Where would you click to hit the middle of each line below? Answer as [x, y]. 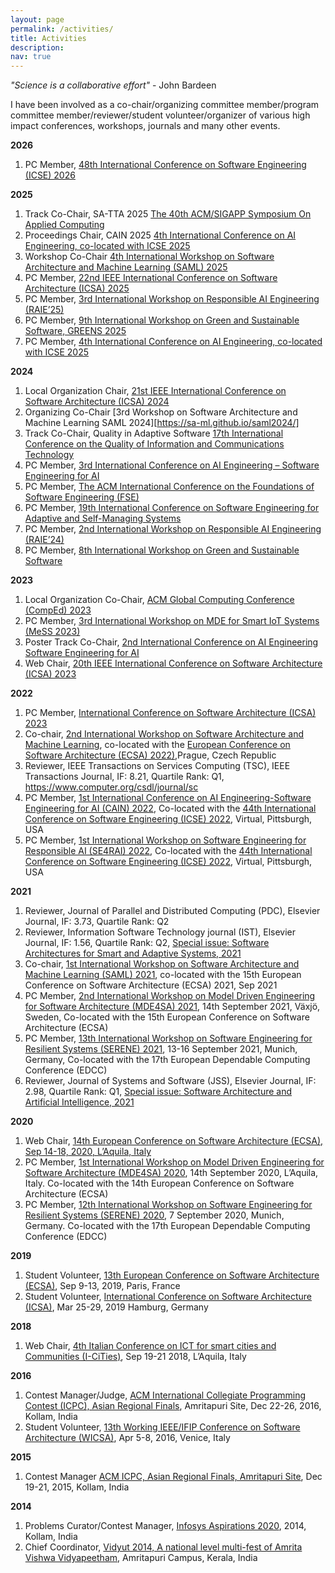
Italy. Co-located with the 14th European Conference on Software [159, 1183]
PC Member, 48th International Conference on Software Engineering [165, 165]
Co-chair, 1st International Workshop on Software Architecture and [162, 964]
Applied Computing [64, 225]
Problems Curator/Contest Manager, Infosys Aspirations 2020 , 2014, [165, 1526]
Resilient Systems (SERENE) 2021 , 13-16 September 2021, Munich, [161, 1049]
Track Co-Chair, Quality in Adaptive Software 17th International [154, 433]
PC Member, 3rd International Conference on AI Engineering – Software [172, 465]
